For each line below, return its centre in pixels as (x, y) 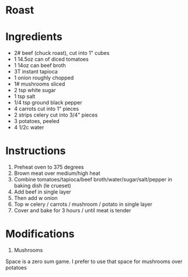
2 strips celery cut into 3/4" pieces (56, 115)
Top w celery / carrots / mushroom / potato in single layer (83, 204)
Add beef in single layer (42, 192)
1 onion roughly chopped (44, 78)
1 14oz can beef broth (40, 65)
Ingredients (34, 37)
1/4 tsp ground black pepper (48, 103)
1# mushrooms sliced (39, 84)
